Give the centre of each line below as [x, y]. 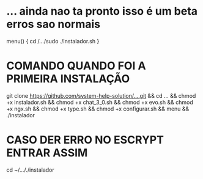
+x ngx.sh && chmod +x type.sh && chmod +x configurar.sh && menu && [98, 109]
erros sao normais [54, 24]
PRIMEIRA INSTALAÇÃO [68, 79]
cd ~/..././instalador [30, 170]
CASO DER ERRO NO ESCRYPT [85, 140]
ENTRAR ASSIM [47, 153]
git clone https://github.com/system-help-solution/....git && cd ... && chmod [101, 95]
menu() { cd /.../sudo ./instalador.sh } [53, 41]
